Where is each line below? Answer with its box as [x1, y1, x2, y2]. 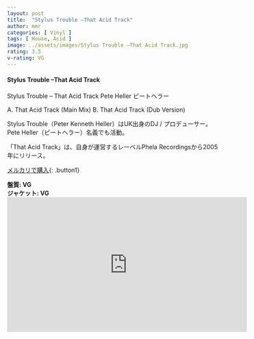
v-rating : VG [7, 55, 45, 62]
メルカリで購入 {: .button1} [7, 166, 80, 174]
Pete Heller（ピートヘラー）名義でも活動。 [7, 128, 129, 136]
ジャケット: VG [7, 189, 49, 197]
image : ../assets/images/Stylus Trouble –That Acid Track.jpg [7, 42, 188, 49]
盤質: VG [7, 180, 32, 188]
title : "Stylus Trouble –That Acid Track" [7, 16, 134, 23]
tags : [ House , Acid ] [7, 36, 72, 42]
